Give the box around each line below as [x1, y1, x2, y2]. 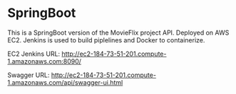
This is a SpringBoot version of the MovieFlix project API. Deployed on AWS [7, 28, 230, 37]
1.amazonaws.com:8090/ [7, 57, 82, 65]
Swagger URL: [7, 71, 50, 79]
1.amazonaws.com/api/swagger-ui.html [7, 78, 123, 86]
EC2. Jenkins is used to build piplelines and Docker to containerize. [7, 35, 205, 44]
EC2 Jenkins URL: [7, 49, 61, 58]
